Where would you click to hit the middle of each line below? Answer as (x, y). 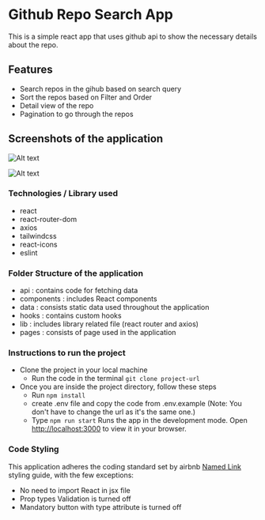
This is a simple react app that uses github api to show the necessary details (132, 36)
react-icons (38, 244)
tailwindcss (38, 236)
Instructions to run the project (67, 353)
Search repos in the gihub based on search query (100, 89)
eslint (28, 252)
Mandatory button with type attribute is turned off (100, 507)
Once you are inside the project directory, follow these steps (118, 387)
